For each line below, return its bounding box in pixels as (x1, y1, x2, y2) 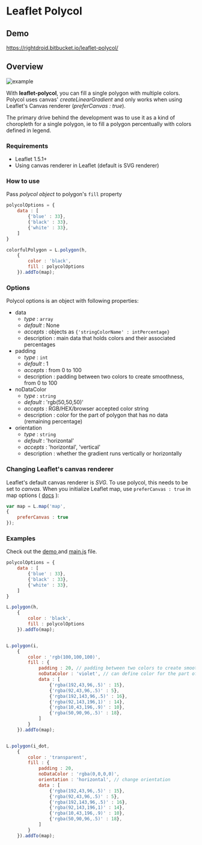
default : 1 (23, 360, 49, 367)
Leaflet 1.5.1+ (14, 156, 47, 163)
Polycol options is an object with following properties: (6, 297, 139, 305)
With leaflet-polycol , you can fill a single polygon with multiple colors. (6, 89, 180, 97)
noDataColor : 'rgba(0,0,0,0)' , (38, 771, 120, 777)
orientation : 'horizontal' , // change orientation (38, 777, 171, 783)
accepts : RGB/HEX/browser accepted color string (23, 405, 149, 413)
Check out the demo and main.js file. (6, 548, 97, 555)
